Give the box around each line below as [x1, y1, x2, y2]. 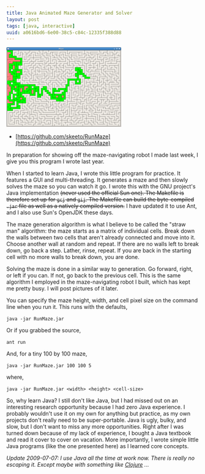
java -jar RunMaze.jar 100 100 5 [6, 363, 92, 369]
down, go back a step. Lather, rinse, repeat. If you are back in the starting [6, 247, 192, 254]
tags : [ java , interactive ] [6, 23, 75, 29]
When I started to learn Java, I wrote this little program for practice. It [6, 169, 181, 177]
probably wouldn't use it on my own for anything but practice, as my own [6, 410, 191, 418]
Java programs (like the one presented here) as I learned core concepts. [6, 443, 189, 450]
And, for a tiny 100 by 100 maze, [6, 350, 88, 357]
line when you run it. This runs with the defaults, [6, 303, 128, 311]
